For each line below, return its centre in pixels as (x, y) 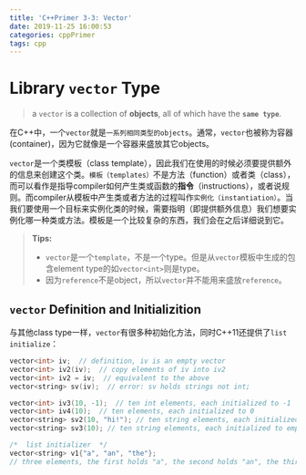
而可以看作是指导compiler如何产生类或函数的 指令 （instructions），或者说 (146, 186)
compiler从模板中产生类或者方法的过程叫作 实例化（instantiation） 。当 (163, 198)
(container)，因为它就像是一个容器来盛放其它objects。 (112, 144)
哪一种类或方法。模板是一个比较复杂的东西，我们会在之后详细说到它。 (157, 221)
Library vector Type (85, 88)
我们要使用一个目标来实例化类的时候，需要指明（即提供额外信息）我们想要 (149, 209)
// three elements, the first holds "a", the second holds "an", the (144, 461)
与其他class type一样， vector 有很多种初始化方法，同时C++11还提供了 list (148, 332)
